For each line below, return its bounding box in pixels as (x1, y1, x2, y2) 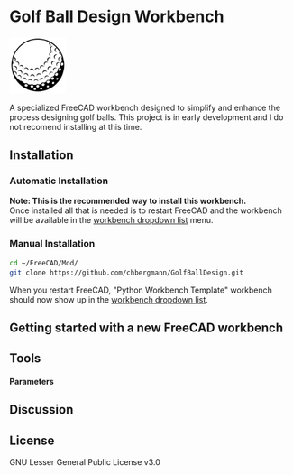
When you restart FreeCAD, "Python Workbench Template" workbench (9, 284, 273, 295)
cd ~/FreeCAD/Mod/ (9, 258, 78, 267)
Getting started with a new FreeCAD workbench (9, 321, 284, 336)
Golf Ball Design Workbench (9, 6, 224, 27)
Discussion (9, 402, 74, 417)
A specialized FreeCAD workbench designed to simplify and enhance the (9, 102, 281, 113)
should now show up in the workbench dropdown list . (9, 293, 209, 304)
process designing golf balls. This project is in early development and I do (9, 111, 284, 123)
